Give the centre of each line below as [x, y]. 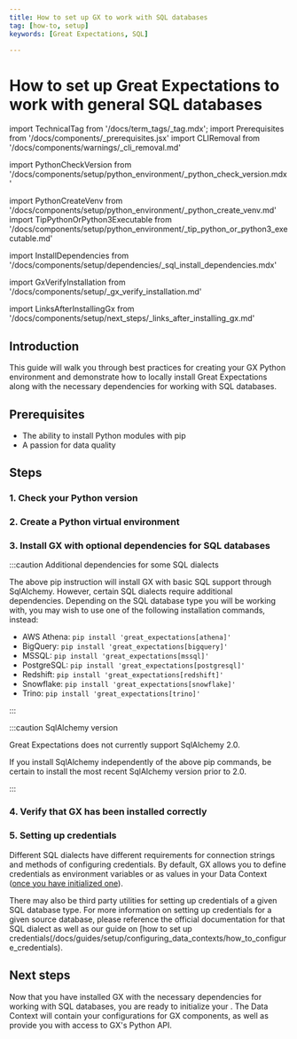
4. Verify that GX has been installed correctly [108, 812]
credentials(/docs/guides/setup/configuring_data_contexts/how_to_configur [148, 938]
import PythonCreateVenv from [66, 201]
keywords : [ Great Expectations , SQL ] [79, 34]
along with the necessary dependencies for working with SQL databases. [143, 387]
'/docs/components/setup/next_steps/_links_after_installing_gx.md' [132, 318]
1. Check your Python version [74, 498]
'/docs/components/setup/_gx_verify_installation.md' [106, 292]
